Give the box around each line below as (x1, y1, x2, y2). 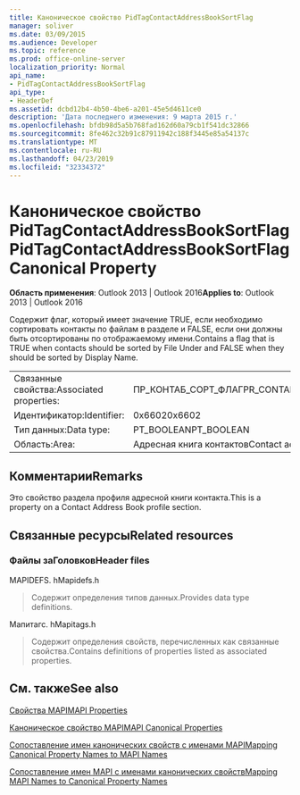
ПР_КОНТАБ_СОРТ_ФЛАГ (132, 383, 244, 396)
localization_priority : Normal (9, 63, 126, 72)
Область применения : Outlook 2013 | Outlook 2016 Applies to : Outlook (9, 288, 275, 298)
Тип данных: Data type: (13, 423, 111, 436)
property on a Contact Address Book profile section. (9, 502, 202, 513)
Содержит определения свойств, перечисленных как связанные (30, 636, 279, 647)
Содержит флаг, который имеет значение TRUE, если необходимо (9, 314, 263, 325)
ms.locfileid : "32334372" (9, 163, 105, 172)
